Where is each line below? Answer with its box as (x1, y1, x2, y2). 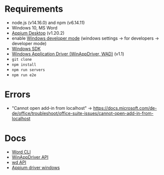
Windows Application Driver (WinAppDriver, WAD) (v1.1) (11, 50, 125, 57)
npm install (11, 62, 36, 67)
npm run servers (11, 67, 45, 72)
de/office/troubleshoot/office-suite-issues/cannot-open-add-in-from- (11, 110, 154, 116)
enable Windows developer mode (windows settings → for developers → (11, 35, 159, 41)
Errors (4, 89, 30, 100)
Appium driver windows (11, 164, 60, 170)
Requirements (4, 3, 63, 15)
